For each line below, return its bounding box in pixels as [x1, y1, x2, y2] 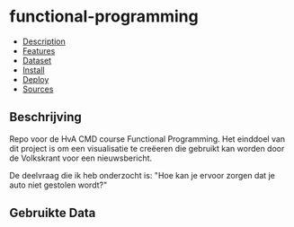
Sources [22, 83, 54, 94]
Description [22, 36, 66, 47]
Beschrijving [9, 109, 83, 125]
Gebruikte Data [9, 205, 96, 221]
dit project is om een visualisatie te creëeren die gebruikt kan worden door [9, 143, 285, 153]
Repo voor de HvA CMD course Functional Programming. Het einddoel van [9, 133, 286, 144]
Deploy [22, 74, 49, 84]
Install [22, 65, 45, 75]
